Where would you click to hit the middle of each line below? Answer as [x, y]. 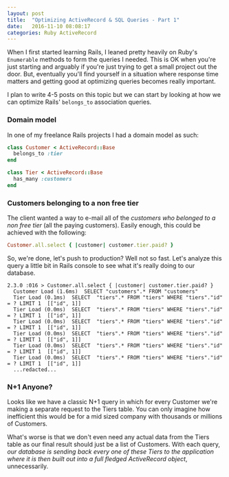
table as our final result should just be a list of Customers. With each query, [114, 445]
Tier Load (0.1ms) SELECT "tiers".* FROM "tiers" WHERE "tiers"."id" [118, 297]
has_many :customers [43, 179]
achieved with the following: [47, 233]
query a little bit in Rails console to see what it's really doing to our [101, 265]
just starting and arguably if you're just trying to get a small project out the [112, 67]
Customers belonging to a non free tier [73, 203]
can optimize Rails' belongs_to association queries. [79, 102]
